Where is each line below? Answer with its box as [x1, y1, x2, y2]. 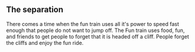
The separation [6, 5, 64, 15]
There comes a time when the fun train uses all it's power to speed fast [6, 20, 179, 27]
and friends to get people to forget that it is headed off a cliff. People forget [6, 32, 189, 40]
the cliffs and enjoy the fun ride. [6, 39, 84, 46]
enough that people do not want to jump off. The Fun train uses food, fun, [6, 27, 185, 34]
